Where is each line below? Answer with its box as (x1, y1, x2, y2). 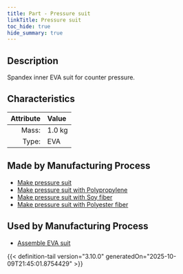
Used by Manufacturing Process (7, 220, 149, 232)
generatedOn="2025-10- (105, 252, 177, 260)
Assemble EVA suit (17, 239, 71, 247)
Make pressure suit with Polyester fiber (17, 200, 129, 208)
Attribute (10, 113, 41, 123)
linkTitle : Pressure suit (7, 17, 81, 23)
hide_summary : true (7, 29, 63, 37)
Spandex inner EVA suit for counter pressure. (7, 73, 136, 81)
